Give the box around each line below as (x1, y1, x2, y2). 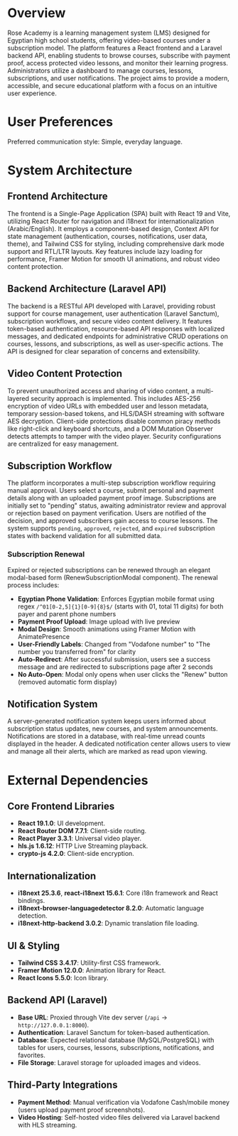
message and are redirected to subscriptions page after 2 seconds (17, 663, 213, 671)
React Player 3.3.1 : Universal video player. (17, 834, 142, 843)
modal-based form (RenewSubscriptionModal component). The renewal (7, 573, 218, 582)
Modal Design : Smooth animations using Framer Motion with (17, 624, 196, 633)
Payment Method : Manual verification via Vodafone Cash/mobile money (17, 1098, 229, 1106)
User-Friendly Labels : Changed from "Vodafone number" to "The (17, 640, 211, 648)
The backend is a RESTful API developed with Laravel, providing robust (7, 301, 215, 310)
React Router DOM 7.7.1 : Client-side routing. (17, 827, 147, 835)
